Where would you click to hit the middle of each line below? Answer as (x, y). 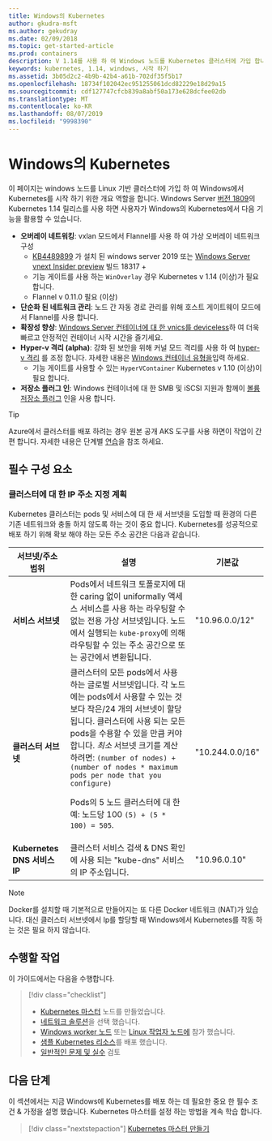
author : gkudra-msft (43, 24)
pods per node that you (116, 775)
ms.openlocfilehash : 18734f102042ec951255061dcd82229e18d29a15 (117, 84)
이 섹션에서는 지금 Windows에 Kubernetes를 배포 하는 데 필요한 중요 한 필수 (129, 1101)
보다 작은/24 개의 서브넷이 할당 (126, 708)
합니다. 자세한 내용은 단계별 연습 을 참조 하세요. (90, 441)
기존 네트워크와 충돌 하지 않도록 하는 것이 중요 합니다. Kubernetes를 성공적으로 (133, 523)
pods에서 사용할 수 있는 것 (135, 696)
